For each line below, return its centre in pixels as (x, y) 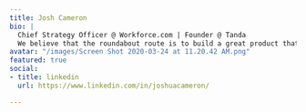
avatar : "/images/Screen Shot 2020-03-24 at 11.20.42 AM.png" (130, 52)
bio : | (22, 26)
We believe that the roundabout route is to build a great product (148, 43)
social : (24, 69)
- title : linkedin (44, 77)
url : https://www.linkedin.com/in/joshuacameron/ (113, 86)
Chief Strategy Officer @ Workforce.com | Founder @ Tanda (132, 35)
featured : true (38, 60)
